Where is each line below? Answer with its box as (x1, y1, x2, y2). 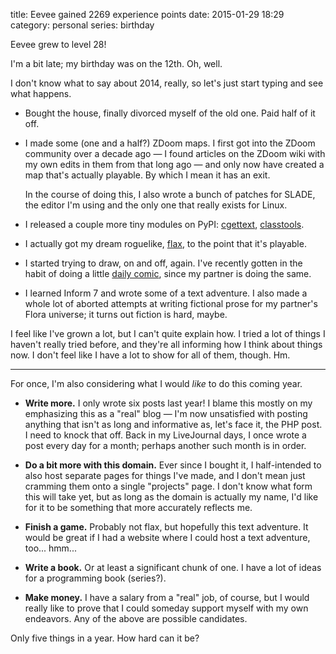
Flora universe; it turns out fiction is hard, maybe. (24, 309, 228, 320)
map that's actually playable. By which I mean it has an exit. (24, 169, 271, 181)
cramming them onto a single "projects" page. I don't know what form (24, 480, 313, 492)
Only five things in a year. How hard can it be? (10, 632, 200, 644)
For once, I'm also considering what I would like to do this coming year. (10, 378, 303, 389)
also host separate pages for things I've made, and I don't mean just (24, 470, 306, 481)
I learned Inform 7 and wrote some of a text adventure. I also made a (24, 287, 308, 299)
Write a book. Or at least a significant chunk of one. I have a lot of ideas (24, 562, 322, 573)
